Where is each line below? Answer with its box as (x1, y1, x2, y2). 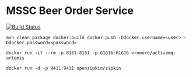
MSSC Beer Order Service (6, 4, 134, 17)
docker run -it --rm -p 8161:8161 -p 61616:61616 (6, 50, 130, 56)
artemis (6, 55, 25, 61)
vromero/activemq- (131, 50, 176, 56)
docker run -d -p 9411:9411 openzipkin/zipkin (6, 65, 121, 71)
